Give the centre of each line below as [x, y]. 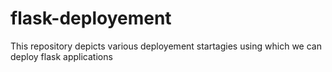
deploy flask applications [61, 56]
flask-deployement [91, 18]
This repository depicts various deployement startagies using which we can [166, 46]
